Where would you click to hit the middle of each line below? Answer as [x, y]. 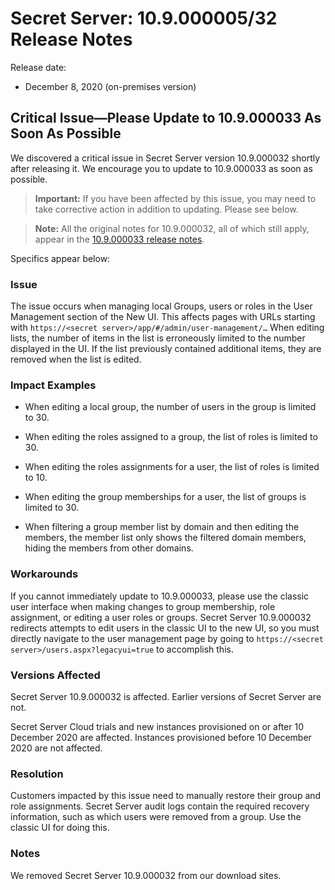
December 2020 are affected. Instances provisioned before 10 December [161, 737]
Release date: [38, 67]
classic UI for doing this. [60, 828]
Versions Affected [55, 675]
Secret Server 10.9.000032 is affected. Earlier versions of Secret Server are [166, 696]
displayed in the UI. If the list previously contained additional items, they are [166, 349]
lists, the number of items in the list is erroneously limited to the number [158, 338]
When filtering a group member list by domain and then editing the [162, 527]
